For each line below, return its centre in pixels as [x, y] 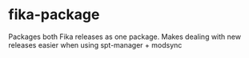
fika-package [54, 15]
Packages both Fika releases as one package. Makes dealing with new [125, 37]
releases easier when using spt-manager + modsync [95, 44]
